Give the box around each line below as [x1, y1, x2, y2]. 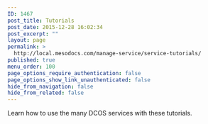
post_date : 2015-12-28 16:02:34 [7, 23, 103, 30]
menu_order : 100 [7, 63, 55, 70]
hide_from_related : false [7, 89, 84, 96]
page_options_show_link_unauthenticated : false [7, 76, 151, 84]
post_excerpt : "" [7, 30, 59, 38]
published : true [7, 57, 55, 64]
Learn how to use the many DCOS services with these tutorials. [7, 109, 193, 118]
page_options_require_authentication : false [7, 69, 141, 77]
